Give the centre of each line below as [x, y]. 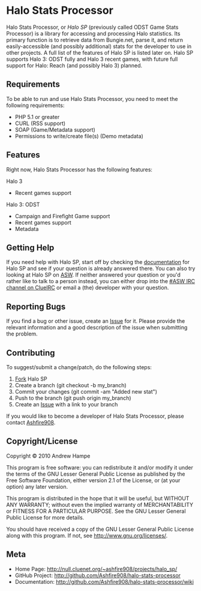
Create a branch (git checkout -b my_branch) [71, 385]
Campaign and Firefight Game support [62, 216]
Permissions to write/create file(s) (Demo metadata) [79, 136]
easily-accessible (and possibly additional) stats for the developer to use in [99, 46]
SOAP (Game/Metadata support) [55, 129]
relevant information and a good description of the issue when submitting [97, 328]
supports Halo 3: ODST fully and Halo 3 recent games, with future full [92, 59]
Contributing [31, 353]
